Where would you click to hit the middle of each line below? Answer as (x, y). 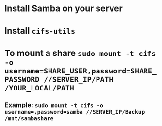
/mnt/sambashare (29, 118)
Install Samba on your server (64, 9)
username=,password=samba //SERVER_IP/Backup (75, 112)
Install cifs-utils (40, 31)
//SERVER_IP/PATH (78, 80)
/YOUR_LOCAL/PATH (40, 88)
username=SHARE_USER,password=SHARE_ (81, 71)
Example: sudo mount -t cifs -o (54, 105)
